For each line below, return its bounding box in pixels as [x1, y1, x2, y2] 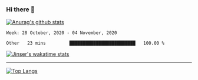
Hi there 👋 [6, 5, 35, 14]
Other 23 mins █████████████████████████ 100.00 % [6, 41, 165, 46]
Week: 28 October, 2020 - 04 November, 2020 [6, 30, 117, 36]
